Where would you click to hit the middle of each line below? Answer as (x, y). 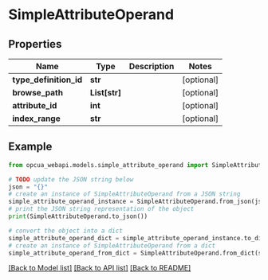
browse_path (38, 93)
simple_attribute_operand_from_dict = (73, 253)
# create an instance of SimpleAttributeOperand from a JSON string (124, 194)
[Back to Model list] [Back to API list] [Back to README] (100, 268)
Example (30, 147)
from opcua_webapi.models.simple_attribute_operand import (108, 165)
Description (152, 66)
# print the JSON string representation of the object (101, 209)
